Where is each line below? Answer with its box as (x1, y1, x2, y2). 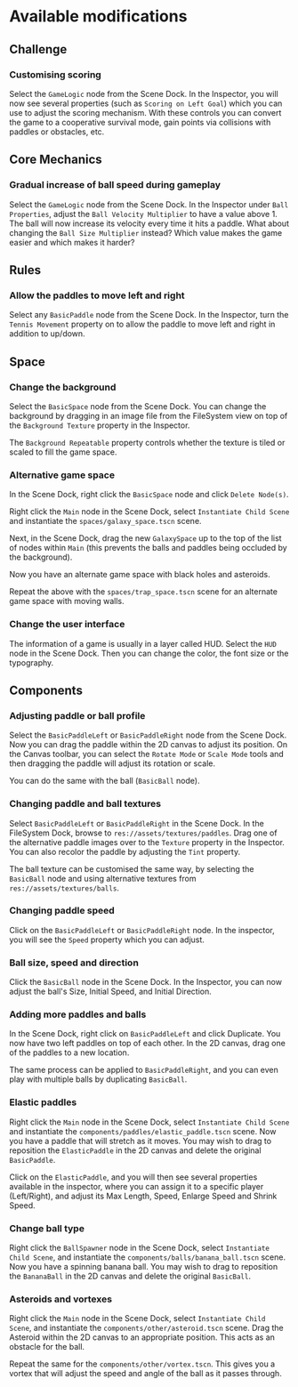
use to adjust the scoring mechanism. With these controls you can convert (9, 107, 282, 117)
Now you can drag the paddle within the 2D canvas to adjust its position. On (9, 739, 288, 750)
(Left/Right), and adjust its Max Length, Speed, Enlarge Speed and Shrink (9, 1190, 278, 1201)
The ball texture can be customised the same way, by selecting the (9, 863, 254, 874)
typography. (9, 657, 54, 668)
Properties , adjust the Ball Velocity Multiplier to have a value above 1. (9, 208, 278, 219)
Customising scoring (9, 69, 102, 81)
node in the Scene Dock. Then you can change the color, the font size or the (9, 648, 289, 658)
